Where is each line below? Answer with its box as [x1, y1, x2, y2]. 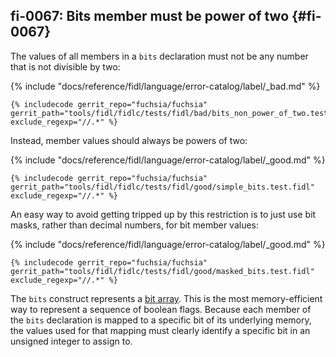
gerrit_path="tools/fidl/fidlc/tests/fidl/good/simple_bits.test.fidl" [10, 182, 315, 192]
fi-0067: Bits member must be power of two [10, 8, 290, 25]
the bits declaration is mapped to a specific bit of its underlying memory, [10, 314, 312, 326]
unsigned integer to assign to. [10, 335, 133, 347]
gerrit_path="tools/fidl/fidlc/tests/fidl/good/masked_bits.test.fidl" [10, 266, 315, 276]
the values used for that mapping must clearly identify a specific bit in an [10, 324, 311, 336]
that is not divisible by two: [10, 60, 121, 73]
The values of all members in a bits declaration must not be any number [10, 50, 309, 62]
